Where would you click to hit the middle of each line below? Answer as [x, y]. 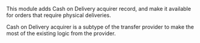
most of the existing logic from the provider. [61, 33]
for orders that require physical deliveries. [59, 15]
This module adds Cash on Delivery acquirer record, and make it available [99, 9]
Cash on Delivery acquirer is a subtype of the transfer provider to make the [100, 27]
